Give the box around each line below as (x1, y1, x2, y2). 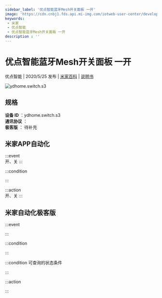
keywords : (5, 16, 25, 21)
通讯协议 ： (5, 118, 27, 124)
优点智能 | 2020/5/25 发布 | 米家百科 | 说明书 (5, 73, 94, 79)
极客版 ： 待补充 (5, 124, 37, 130)
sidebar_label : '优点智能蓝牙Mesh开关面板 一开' (5, 7, 96, 12)
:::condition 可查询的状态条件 (5, 260, 63, 266)
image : (5, 12, 18, 16)
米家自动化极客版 (5, 208, 56, 217)
